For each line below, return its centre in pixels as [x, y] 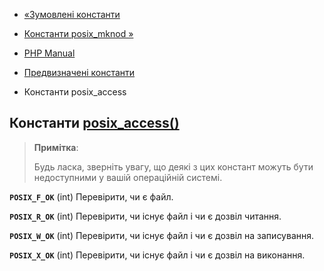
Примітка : [56, 147]
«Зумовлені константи [72, 14]
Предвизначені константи [79, 72]
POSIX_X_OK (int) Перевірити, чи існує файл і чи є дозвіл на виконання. [157, 255]
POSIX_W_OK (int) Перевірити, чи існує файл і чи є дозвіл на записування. [162, 235]
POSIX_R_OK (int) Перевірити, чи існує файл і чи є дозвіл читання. [145, 216]
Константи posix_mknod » [78, 33]
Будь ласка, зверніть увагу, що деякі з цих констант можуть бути [173, 166]
